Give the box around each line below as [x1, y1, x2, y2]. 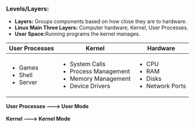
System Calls [69, 60, 106, 68]
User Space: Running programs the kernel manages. [14, 30, 141, 37]
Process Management [69, 67, 131, 75]
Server [19, 78, 38, 87]
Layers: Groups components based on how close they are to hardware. [14, 18, 187, 25]
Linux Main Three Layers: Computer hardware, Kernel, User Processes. [14, 24, 189, 31]
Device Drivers [69, 82, 111, 90]
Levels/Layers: [6, 5, 49, 13]
